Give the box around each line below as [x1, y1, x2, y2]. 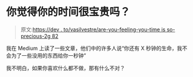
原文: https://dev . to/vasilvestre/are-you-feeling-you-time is [20, 26, 166, 33]
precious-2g [20, 32, 51, 39]
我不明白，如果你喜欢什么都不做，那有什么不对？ [6, 64, 125, 71]
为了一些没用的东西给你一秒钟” [11, 52, 87, 59]
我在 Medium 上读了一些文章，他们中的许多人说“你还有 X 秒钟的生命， [6, 45, 177, 52]
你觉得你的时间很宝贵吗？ [6, 5, 131, 19]
